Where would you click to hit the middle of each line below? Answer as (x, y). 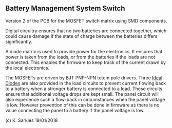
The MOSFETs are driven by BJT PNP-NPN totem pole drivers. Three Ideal (84, 78)
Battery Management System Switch (65, 8)
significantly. (19, 41)
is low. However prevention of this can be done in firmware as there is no (82, 105)
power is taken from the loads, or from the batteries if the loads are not (80, 57)
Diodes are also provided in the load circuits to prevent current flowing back (86, 83)
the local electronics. (27, 68)
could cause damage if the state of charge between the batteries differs (81, 36)
